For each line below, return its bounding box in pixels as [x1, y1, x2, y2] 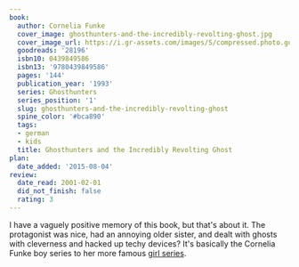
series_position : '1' [17, 95, 98, 105]
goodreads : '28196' [17, 46, 90, 55]
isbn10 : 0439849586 [17, 54, 90, 63]
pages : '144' [17, 71, 66, 80]
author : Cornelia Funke [17, 21, 105, 30]
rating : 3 [17, 195, 53, 205]
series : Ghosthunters [17, 87, 98, 96]
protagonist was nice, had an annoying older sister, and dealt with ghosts [9, 229, 278, 239]
